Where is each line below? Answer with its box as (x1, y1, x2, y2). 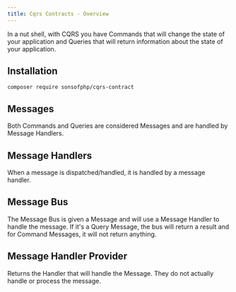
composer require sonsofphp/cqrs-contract (7, 84, 134, 91)
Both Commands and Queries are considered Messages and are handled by (7, 121, 228, 130)
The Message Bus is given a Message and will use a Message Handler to (7, 214, 220, 223)
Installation (7, 65, 58, 78)
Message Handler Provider (7, 250, 128, 262)
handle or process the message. (7, 276, 101, 285)
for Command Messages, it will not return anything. (7, 230, 157, 238)
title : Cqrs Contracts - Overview (7, 10, 110, 18)
